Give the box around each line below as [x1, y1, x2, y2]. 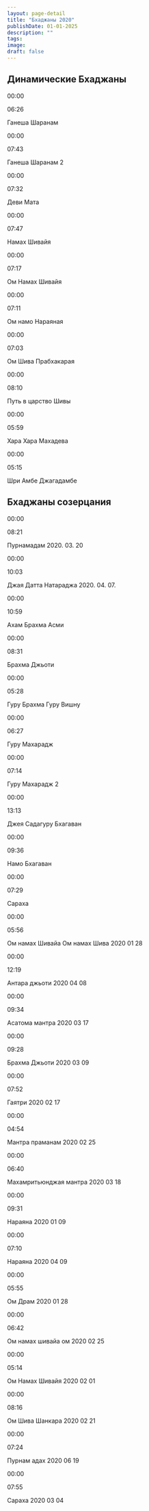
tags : [7, 36, 23, 42]
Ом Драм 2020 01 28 [7, 1297, 68, 1305]
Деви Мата [7, 198, 40, 206]
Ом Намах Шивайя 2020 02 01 [7, 1377, 96, 1385]
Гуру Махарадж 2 [7, 780, 59, 788]
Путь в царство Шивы [7, 396, 71, 405]
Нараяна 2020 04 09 [7, 1257, 68, 1265]
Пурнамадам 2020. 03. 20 [7, 541, 83, 549]
